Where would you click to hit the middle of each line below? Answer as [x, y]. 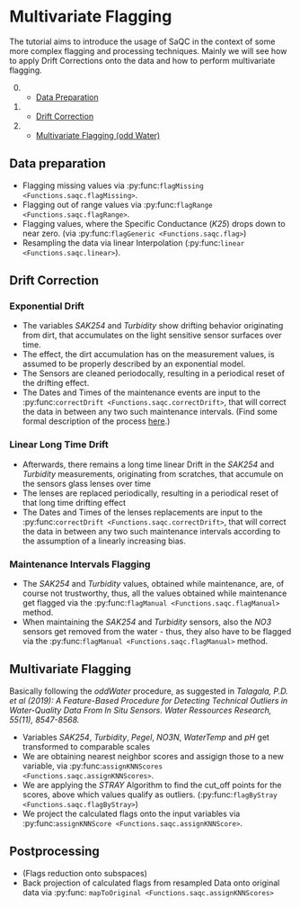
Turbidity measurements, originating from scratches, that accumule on [153, 473]
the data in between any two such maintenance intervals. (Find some [150, 412]
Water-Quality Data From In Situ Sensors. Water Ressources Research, [141, 710]
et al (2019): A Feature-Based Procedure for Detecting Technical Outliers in [149, 700]
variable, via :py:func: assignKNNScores [93, 766]
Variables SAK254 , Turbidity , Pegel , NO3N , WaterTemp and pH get [146, 737]
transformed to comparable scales [86, 746]
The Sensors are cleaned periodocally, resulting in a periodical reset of [154, 373]
